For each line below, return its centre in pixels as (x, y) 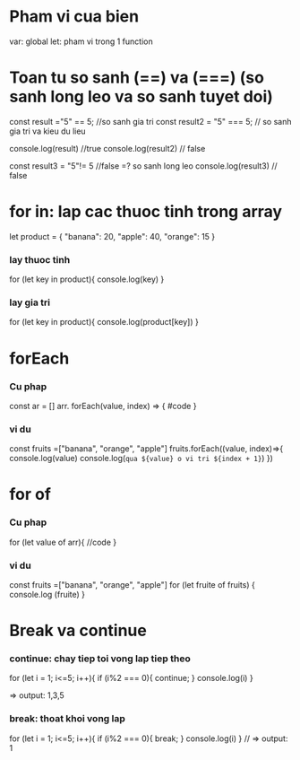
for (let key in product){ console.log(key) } (87, 279)
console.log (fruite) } (47, 594)
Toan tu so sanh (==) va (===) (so (137, 78)
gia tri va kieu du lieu (48, 131)
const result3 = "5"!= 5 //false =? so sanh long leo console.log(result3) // (143, 166)
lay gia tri (30, 302)
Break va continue (78, 631)
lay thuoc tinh (40, 259)
